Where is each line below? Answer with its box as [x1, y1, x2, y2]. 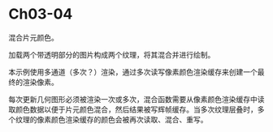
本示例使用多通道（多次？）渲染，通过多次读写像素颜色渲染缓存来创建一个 [8, 66, 258, 77]
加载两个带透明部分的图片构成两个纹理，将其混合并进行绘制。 [8, 49, 215, 59]
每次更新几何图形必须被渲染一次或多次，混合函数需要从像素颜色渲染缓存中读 [8, 94, 265, 104]
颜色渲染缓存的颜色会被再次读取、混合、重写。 [50, 114, 208, 124]
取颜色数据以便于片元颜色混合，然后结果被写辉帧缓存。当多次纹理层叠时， [8, 104, 258, 114]
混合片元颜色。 [8, 32, 58, 42]
